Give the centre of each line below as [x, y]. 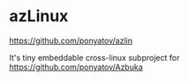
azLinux [39, 16]
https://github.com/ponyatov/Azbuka [76, 67]
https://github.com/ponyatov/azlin [71, 40]
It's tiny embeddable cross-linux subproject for [94, 57]
